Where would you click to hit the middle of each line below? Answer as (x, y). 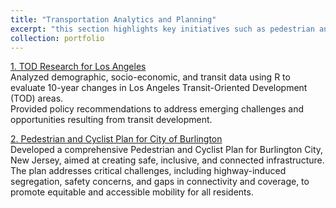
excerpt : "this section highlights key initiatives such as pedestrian (162, 29)
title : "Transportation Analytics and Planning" (113, 19)
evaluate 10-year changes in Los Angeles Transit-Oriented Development (159, 88)
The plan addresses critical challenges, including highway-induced (148, 171)
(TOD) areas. (37, 98)
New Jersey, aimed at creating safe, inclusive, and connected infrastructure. (167, 160)
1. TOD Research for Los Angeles (78, 67)
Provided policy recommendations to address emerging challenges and (157, 109)
